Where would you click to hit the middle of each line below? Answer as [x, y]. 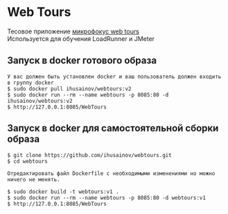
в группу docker [30, 83]
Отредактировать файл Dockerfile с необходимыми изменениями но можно [111, 173]
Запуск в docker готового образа [82, 61]
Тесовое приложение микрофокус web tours [73, 31]
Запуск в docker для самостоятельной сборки [113, 128]
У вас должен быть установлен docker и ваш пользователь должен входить [114, 76]
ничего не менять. [34, 179]
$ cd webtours [28, 161]
